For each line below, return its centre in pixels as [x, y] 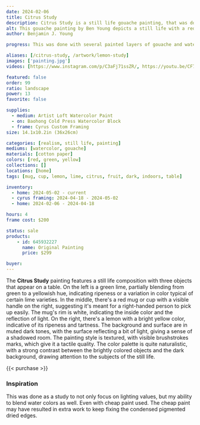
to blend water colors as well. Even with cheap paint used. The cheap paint [98, 403]
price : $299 [37, 253]
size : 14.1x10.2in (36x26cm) [42, 132]
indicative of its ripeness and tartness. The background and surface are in [97, 325]
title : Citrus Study [32, 17]
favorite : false [26, 100]
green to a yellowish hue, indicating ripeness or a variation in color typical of [100, 293]
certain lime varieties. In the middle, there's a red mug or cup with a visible [98, 300]
